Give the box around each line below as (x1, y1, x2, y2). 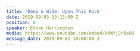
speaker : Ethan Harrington (6, 25, 73, 31)
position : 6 (6, 19, 36, 25)
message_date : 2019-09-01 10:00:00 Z (6, 36, 100, 42)
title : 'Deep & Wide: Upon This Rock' (6, 8, 102, 15)
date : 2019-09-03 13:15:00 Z (6, 14, 79, 20)
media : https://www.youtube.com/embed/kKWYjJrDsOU (6, 30, 135, 36)
